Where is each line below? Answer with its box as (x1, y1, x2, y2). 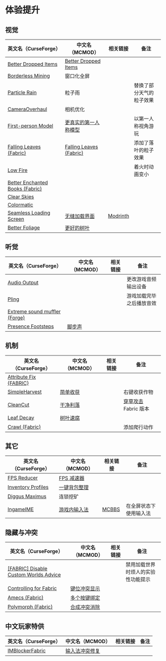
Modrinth (108, 213, 129, 219)
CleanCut (7, 401, 30, 408)
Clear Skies (7, 194, 35, 200)
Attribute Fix (7, 373, 36, 380)
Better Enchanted (7, 179, 48, 186)
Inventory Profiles (7, 484, 49, 491)
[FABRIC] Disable (7, 565, 48, 572)
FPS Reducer (7, 474, 38, 481)
